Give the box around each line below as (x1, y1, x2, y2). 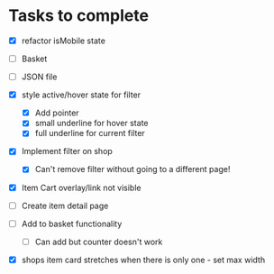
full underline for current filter (34, 128, 145, 139)
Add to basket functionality (21, 218, 123, 229)
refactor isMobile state (21, 35, 105, 46)
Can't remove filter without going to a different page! (34, 164, 231, 175)
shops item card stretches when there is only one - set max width (21, 254, 266, 265)
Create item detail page (21, 200, 109, 211)
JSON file (21, 71, 58, 82)
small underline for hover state (34, 118, 149, 129)
